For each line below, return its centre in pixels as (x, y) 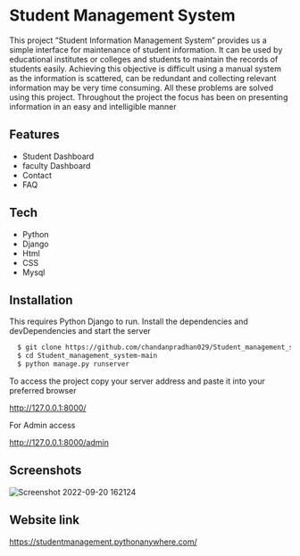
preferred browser (43, 390)
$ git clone (40, 348)
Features (34, 135)
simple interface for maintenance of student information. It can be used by (146, 49)
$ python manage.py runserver (73, 364)
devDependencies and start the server (80, 331)
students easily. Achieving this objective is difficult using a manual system (145, 69)
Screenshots (46, 471)
